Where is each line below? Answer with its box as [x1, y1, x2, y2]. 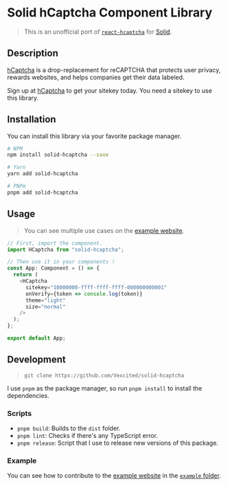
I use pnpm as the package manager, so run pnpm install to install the [7, 384, 203, 393]
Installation [7, 113, 56, 125]
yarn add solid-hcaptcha [7, 170, 78, 177]
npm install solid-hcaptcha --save [7, 151, 109, 159]
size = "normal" [25, 303, 67, 310]
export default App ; [7, 335, 67, 342]
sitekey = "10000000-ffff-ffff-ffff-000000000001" [25, 284, 168, 291]
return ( [13, 272, 38, 278]
